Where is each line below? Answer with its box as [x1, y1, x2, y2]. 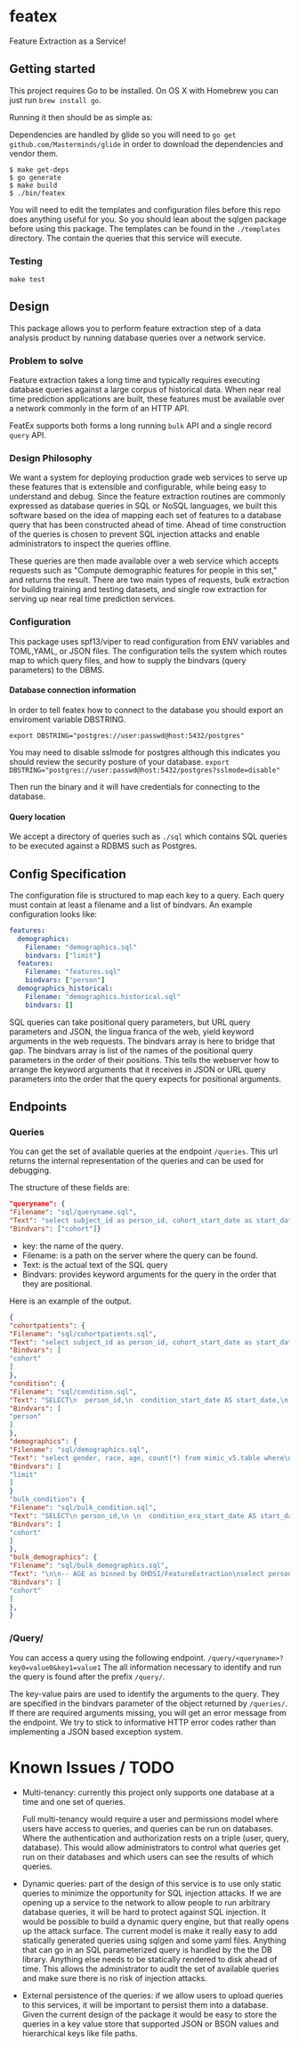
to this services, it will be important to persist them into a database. [21, 1999, 269, 2010]
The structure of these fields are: [9, 1182, 131, 1193]
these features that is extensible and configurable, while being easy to [9, 482, 267, 492]
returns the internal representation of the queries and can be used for [9, 1156, 264, 1166]
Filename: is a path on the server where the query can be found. [21, 1249, 258, 1261]
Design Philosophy [9, 452, 93, 465]
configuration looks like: [9, 908, 98, 919]
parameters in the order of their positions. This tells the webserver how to [9, 1054, 279, 1065]
